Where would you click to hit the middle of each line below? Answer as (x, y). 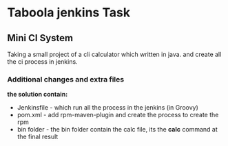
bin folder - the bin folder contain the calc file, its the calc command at (117, 130)
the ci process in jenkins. (42, 62)
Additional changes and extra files (66, 79)
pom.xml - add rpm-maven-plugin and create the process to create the (118, 115)
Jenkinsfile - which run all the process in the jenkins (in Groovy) (107, 108)
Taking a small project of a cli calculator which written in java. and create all (114, 54)
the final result (38, 137)
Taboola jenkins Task (69, 13)
